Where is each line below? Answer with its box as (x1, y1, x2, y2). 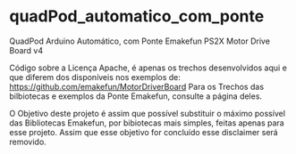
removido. (9, 136, 47, 147)
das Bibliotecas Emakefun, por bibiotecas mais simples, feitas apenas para (9, 118, 284, 128)
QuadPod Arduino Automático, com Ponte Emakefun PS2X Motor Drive (9, 36, 271, 46)
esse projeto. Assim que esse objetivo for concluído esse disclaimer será (9, 126, 279, 137)
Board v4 (9, 45, 44, 55)
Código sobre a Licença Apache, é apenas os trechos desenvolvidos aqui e (9, 62, 288, 73)
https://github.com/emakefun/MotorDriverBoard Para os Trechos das (9, 81, 265, 92)
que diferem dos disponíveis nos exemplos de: (9, 71, 182, 82)
